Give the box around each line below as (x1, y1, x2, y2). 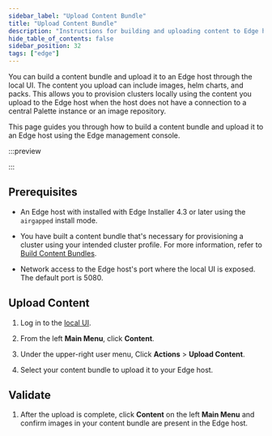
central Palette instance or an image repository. (8, 106, 167, 116)
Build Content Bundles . (19, 248, 97, 258)
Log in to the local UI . (19, 318, 91, 327)
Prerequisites (8, 186, 78, 199)
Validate (8, 388, 51, 402)
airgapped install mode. (19, 216, 98, 225)
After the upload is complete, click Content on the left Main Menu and (19, 410, 255, 420)
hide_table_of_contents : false (8, 34, 114, 43)
